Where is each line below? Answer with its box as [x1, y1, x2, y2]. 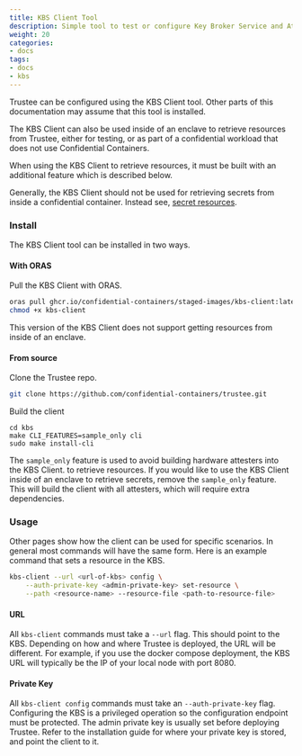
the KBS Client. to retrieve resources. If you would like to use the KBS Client [9, 464, 289, 475]
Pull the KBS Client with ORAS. [9, 280, 123, 291]
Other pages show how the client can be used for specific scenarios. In [9, 536, 274, 547]
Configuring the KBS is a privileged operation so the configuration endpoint [9, 707, 289, 718]
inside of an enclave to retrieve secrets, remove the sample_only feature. [9, 474, 277, 485]
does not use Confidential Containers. [9, 142, 150, 153]
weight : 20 [9, 30, 50, 39]
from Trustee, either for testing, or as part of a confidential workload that [9, 132, 279, 144]
